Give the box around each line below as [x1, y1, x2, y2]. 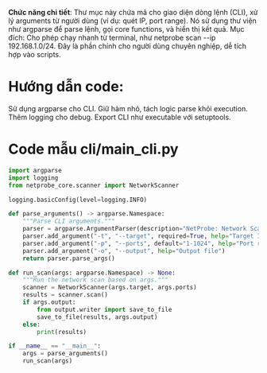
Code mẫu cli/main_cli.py [8, 140, 179, 158]
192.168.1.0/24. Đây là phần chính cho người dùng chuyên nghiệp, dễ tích [8, 41, 247, 51]
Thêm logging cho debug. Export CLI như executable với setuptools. [8, 112, 232, 122]
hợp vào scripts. [8, 50, 61, 59]
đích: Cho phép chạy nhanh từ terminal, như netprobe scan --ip [8, 33, 216, 42]
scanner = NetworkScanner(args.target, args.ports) [22, 283, 197, 292]
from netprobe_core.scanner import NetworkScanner [8, 181, 180, 189]
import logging [8, 173, 59, 182]
